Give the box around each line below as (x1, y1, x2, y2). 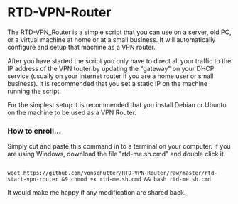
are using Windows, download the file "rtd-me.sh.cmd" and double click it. (7, 150, 226, 159)
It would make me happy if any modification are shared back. (7, 188, 186, 197)
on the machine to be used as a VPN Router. (7, 108, 137, 117)
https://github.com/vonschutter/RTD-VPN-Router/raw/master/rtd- (23, 170, 218, 177)
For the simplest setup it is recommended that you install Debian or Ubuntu (7, 100, 227, 109)
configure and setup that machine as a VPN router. (7, 43, 156, 51)
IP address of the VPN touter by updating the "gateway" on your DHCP (7, 64, 215, 73)
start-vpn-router (7, 176, 59, 183)
